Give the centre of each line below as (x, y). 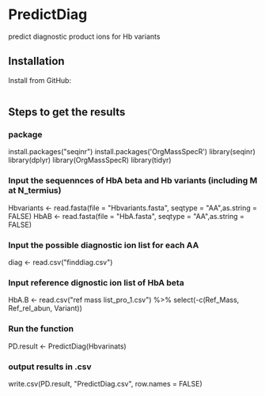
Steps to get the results (67, 112)
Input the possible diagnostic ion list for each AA (104, 245)
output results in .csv (50, 367)
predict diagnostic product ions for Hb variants (84, 36)
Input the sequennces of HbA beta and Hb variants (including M (133, 181)
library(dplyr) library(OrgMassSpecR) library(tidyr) (90, 160)
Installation (36, 61)
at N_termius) (35, 190)
